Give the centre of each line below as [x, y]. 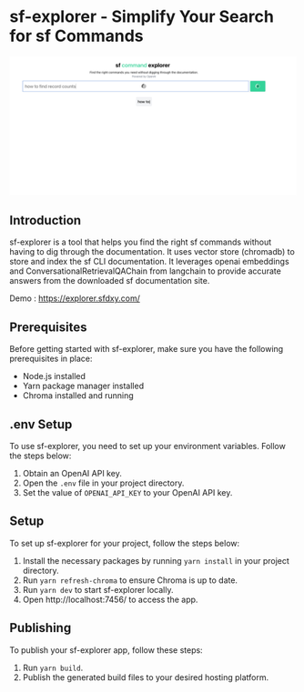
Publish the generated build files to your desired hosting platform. [146, 677]
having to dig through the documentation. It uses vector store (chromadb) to [152, 252]
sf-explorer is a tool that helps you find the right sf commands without [141, 242]
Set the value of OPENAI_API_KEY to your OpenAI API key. [127, 492]
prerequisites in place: [51, 359]
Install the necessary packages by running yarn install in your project [156, 560]
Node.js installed [54, 376]
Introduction [46, 220]
